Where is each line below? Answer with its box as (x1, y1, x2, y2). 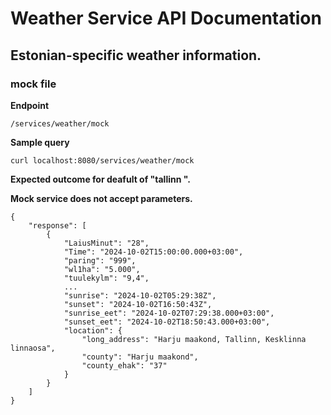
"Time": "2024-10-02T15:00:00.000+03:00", (63, 247, 244, 257)
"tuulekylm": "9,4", (63, 273, 150, 283)
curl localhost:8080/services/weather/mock (10, 155, 195, 166)
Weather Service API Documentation (10, 7, 322, 30)
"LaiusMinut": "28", (63, 238, 150, 248)
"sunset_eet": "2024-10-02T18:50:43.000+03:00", (63, 317, 271, 327)
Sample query (10, 136, 70, 148)
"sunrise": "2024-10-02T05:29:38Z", (63, 290, 217, 301)
